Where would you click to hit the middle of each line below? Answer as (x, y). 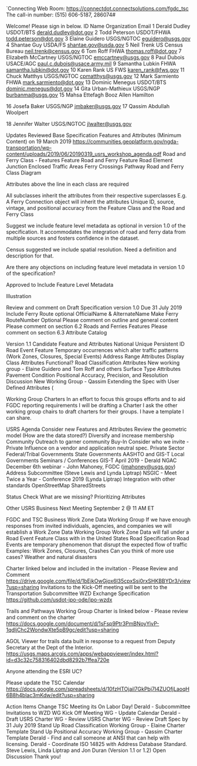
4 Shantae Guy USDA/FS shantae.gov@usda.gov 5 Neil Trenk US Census (95, 45)
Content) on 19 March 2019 (39, 141)
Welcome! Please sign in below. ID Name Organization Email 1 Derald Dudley (98, 26)
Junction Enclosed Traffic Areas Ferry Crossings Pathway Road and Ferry (95, 166)
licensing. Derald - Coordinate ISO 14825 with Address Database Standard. (97, 744)
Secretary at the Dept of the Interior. (50, 647)
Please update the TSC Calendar (45, 683)
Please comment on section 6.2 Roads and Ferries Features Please (87, 326)
